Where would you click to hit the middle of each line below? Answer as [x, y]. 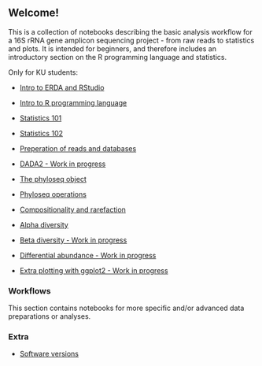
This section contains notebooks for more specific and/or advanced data [126, 308]
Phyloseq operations [53, 194]
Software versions [49, 354]
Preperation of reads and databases [78, 148]
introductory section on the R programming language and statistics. [117, 57]
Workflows [30, 290]
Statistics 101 [41, 118]
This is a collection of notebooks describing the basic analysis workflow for [131, 31]
